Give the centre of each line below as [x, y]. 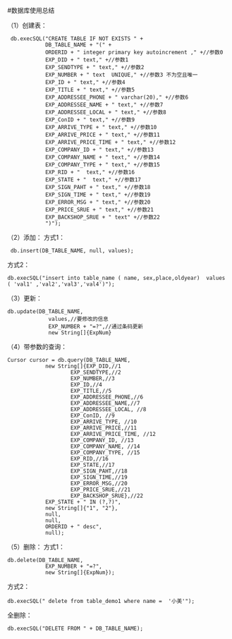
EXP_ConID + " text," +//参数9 [90, 120]
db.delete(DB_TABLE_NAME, [45, 560]
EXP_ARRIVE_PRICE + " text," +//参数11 [102, 135]
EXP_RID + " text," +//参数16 [90, 172]
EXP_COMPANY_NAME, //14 [105, 446]
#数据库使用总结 [31, 10]
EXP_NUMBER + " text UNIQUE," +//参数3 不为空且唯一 [121, 75]
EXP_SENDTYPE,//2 [96, 372]
